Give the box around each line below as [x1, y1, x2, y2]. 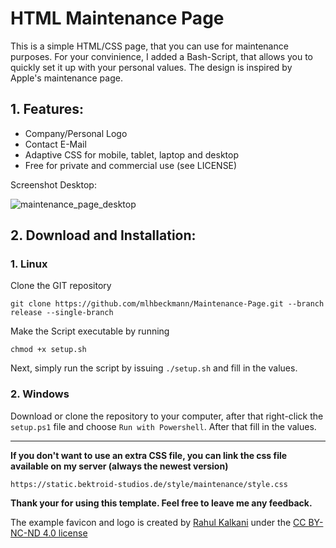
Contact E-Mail [24, 138, 87, 150]
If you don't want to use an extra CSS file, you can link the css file [10, 449, 288, 461]
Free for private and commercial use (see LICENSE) [24, 159, 238, 171]
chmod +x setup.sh [10, 345, 87, 355]
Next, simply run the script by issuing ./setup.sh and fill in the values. [10, 362, 298, 374]
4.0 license [42, 527, 88, 539]
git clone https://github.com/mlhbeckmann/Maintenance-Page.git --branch [10, 299, 325, 309]
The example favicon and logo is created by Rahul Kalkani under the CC [10, 516, 307, 528]
